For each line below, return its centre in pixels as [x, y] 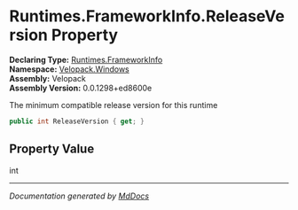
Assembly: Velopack [48, 78]
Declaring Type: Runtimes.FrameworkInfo [86, 59]
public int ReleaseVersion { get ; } [77, 121]
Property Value [52, 149]
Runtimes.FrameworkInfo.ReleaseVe [147, 16]
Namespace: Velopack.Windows [70, 69]
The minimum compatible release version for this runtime [114, 105]
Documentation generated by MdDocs [79, 196]
